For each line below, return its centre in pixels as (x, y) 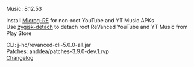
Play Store (19, 33)
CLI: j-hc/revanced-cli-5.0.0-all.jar (49, 45)
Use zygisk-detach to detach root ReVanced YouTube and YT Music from (97, 27)
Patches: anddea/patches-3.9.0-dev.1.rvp (58, 51)
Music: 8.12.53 (24, 9)
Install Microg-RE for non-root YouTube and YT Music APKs (80, 20)
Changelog (20, 58)
